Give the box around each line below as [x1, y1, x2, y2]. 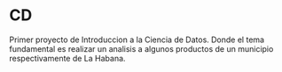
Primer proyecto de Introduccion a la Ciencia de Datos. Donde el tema [9, 34, 264, 45]
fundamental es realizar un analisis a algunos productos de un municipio [9, 43, 274, 54]
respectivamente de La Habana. [9, 53, 126, 63]
